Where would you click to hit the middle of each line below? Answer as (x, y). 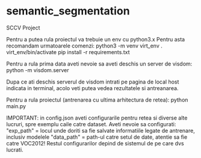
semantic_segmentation (68, 11)
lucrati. (15, 150)
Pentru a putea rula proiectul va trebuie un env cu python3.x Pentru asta (96, 39)
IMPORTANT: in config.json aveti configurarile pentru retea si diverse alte (97, 118)
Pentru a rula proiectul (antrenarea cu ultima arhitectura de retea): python (97, 100)
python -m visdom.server (38, 70)
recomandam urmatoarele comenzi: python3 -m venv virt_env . (84, 46)
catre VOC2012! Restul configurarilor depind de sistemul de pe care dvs (95, 143)
